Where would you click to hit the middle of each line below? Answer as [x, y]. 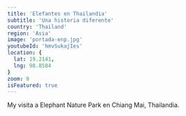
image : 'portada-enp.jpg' [45, 40]
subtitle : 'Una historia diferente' [60, 20]
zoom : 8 [19, 79]
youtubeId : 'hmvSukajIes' [45, 46]
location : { [24, 53]
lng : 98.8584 [33, 66]
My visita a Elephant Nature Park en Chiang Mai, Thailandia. [93, 105]
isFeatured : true [33, 85]
